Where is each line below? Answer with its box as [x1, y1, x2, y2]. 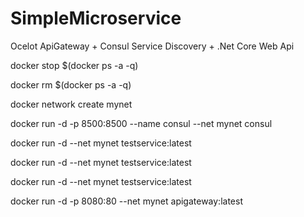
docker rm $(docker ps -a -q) [10, 78, 132, 91]
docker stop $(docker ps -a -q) [10, 59, 139, 71]
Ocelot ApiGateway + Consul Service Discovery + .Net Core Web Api [10, 40, 295, 52]
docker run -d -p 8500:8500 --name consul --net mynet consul [10, 117, 273, 129]
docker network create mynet [10, 98, 133, 110]
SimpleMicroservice [10, 7, 182, 30]
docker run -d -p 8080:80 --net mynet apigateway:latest [10, 195, 243, 207]
